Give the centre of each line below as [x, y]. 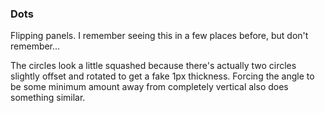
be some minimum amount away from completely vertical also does [149, 87]
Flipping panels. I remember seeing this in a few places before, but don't [159, 36]
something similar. [48, 98]
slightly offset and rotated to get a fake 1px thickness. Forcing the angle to [162, 76]
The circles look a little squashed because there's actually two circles [153, 66]
